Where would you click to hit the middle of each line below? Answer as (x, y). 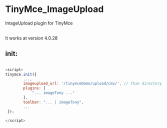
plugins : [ (34, 88)
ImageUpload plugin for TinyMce (39, 23)
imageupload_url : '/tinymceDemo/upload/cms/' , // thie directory (93, 83)
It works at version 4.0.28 (31, 38)
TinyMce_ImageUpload (54, 9)
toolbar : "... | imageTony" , (53, 102)
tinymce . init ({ (21, 74)
